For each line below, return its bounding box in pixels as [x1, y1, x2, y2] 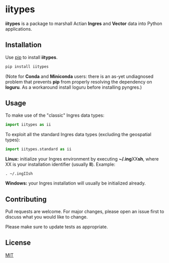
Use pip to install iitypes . [5, 54, 58, 60]
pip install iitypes [5, 64, 49, 69]
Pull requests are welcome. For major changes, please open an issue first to [5, 208, 164, 215]
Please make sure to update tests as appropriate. [5, 224, 108, 230]
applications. [5, 25, 32, 32]
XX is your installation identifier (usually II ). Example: [5, 162, 116, 168]
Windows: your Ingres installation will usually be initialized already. [5, 180, 146, 187]
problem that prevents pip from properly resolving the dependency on [5, 78, 152, 85]
